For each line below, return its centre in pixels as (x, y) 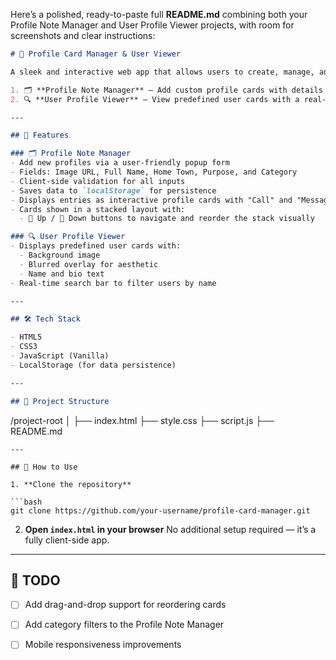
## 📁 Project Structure (60, 401)
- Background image (60, 255)
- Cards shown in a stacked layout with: (98, 209)
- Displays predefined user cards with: (96, 246)
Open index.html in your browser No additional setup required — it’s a (170, 529)
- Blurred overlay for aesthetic (89, 264)
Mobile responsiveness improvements (103, 645)
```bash (26, 502)
